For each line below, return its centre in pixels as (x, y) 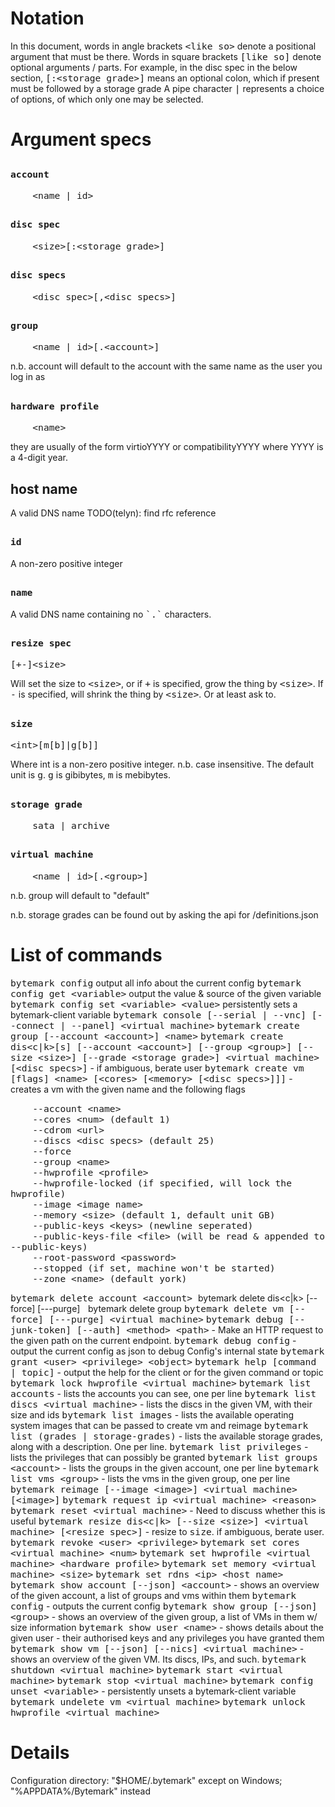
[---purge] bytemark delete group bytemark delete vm (160, 1308)
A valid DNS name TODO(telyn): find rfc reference (113, 513)
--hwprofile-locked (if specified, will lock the (162, 1183)
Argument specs (81, 139)
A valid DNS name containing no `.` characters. (111, 614)
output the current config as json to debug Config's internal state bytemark (167, 1351)
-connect (32, 1025)
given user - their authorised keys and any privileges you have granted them (167, 1638)
